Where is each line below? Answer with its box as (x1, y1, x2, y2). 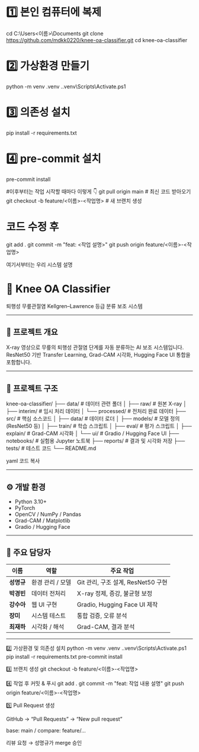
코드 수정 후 (6, 220, 59, 233)
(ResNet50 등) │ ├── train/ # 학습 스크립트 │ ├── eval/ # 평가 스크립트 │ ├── (6, 423, 192, 430)
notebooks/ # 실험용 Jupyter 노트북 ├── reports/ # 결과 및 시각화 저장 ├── (6, 437, 185, 445)
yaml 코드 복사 (6, 458, 40, 465)
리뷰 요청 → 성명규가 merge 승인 (6, 739, 82, 746)
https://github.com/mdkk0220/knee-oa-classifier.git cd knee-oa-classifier (6, 36, 188, 43)
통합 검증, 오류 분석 (76, 611, 127, 620)
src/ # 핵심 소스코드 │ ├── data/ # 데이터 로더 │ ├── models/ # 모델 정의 (6, 415, 180, 422)
